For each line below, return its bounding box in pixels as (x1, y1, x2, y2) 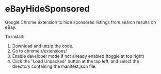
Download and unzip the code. (12, 43, 74, 49)
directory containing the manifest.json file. (12, 63, 97, 69)
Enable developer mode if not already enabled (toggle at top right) (12, 53, 145, 59)
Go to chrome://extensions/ (12, 48, 67, 54)
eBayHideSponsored (5, 3, 90, 14)
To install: (5, 34, 24, 39)
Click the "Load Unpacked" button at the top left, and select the (12, 58, 139, 64)
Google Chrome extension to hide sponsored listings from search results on (5, 19, 156, 25)
